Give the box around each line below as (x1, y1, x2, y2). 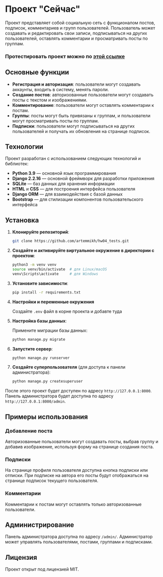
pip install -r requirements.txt (12, 289, 81, 295)
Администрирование (5, 520, 75, 529)
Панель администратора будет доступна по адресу (5, 393, 114, 399)
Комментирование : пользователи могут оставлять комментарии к (12, 102, 154, 108)
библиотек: (5, 161, 28, 167)
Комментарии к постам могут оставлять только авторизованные (5, 501, 142, 507)
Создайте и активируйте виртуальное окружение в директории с (12, 248, 155, 254)
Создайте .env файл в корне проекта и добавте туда (12, 308, 122, 314)
